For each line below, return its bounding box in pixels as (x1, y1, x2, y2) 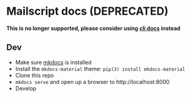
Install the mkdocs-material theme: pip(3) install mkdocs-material (15, 65, 185, 72)
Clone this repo (15, 72, 54, 79)
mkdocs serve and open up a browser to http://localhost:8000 (15, 78, 170, 85)
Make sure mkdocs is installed (15, 58, 92, 66)
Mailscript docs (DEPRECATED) (6, 4, 169, 18)
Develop (15, 85, 37, 92)
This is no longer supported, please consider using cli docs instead (6, 24, 181, 32)
